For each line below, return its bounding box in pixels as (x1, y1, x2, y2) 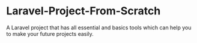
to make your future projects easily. (6, 30, 94, 37)
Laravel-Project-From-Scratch (6, 4, 161, 18)
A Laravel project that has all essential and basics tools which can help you (6, 24, 192, 31)
